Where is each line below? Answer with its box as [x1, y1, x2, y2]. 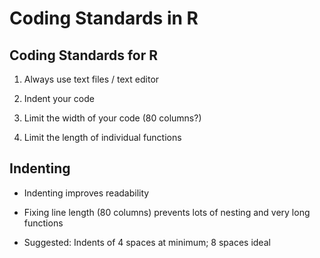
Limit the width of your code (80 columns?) [23, 112, 202, 124]
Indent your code [23, 93, 95, 104]
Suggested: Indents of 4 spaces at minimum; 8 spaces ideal [23, 236, 271, 248]
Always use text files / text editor [23, 73, 160, 85]
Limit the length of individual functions [23, 132, 182, 143]
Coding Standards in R [9, 7, 199, 30]
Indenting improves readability [23, 187, 150, 199]
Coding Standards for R [9, 47, 159, 64]
